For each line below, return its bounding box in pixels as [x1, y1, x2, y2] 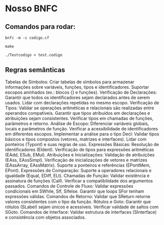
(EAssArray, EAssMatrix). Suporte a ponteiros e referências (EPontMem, [5, 162, 151, 168]
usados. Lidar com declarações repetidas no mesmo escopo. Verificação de [5, 100, 160, 105]
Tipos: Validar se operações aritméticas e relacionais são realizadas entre [5, 105, 154, 111]
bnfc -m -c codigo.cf [5, 35, 50, 40]
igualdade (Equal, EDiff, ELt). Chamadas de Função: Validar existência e [5, 173, 150, 178]
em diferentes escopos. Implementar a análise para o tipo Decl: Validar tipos [5, 131, 160, 137]
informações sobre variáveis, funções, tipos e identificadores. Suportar [5, 84, 149, 90]
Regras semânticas [5, 66, 65, 74]
